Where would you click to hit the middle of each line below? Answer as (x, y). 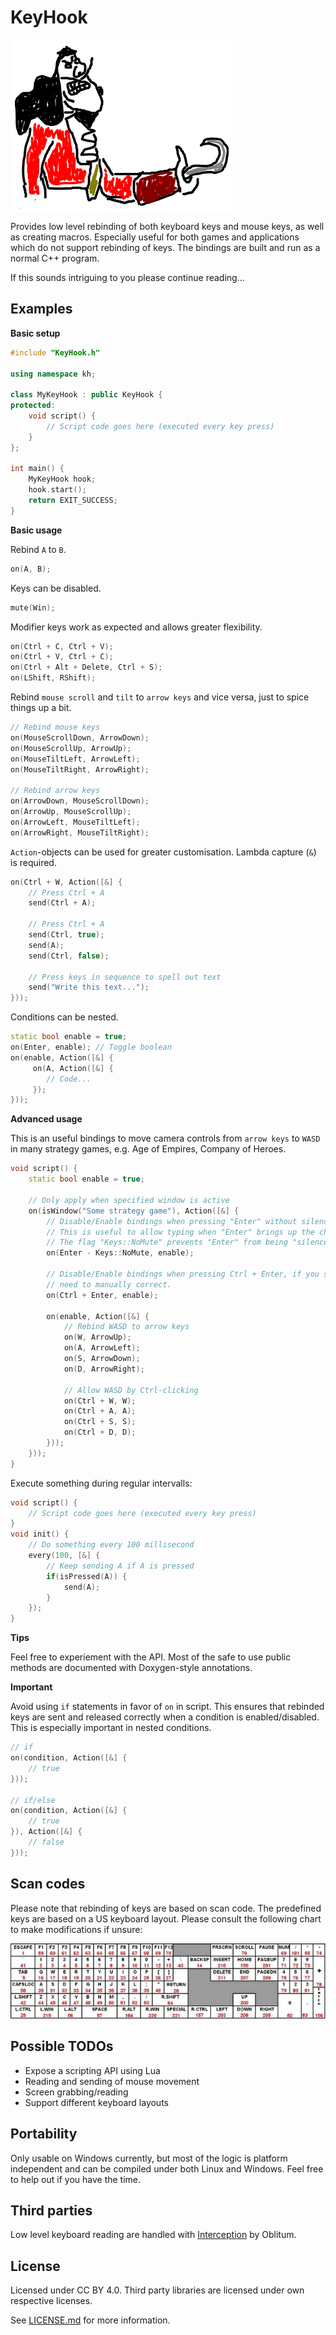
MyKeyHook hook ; (62, 479)
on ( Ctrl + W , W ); (100, 1401)
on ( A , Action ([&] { (73, 1068)
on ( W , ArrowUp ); (97, 1337)
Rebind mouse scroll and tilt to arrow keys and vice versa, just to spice (160, 697)
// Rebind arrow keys (55, 791)
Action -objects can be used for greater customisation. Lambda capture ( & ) (163, 852)
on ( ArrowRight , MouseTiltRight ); (80, 832)
